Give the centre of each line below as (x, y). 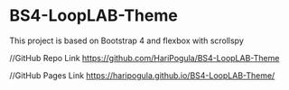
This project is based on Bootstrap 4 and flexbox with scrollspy (126, 40)
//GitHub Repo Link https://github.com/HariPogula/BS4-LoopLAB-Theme (144, 58)
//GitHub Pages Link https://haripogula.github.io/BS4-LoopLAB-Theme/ (142, 75)
